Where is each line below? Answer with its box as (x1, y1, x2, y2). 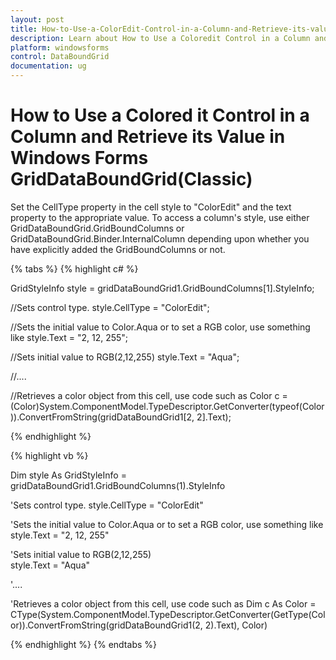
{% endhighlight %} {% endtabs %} (10, 638, 157, 650)
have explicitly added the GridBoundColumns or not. (10, 243, 226, 255)
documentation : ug (10, 61, 87, 71)
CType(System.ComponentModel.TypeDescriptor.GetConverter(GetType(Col (10, 608, 326, 620)
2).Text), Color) (204, 619, 268, 631)
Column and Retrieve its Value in (10, 126, 286, 148)
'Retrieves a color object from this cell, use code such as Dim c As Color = (10, 597, 317, 610)
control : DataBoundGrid (10, 52, 110, 62)
